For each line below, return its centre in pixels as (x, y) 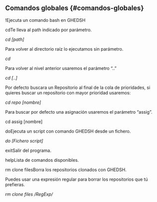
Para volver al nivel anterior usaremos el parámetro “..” (61, 68)
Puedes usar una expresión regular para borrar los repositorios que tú (77, 179)
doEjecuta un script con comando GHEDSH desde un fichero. (68, 131)
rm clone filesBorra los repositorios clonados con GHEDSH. (66, 169)
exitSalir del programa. (28, 150)
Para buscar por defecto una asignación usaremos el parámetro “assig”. (79, 112)
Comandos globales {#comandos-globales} (75, 8)
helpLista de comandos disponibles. (42, 160)
